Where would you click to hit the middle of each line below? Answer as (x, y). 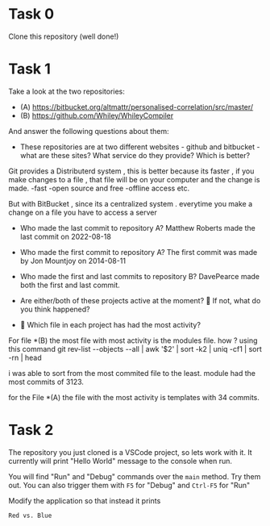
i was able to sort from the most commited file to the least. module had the (132, 373)
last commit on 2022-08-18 (65, 236)
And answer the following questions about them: (89, 131)
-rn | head (25, 357)
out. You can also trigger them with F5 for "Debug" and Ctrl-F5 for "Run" (129, 485)
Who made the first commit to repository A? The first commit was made (139, 252)
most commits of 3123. (46, 382)
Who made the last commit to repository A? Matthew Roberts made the (137, 228)
